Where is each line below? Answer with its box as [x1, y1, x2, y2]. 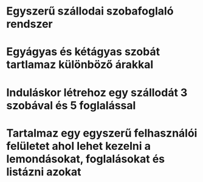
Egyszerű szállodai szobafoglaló [6, 4, 174, 18]
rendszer [6, 17, 53, 31]
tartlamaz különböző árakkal [6, 58, 154, 72]
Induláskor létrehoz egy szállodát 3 [6, 86, 188, 99]
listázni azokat [6, 165, 81, 178]
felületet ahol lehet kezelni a [6, 139, 151, 153]
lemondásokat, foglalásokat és [6, 152, 165, 166]
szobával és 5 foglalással [6, 98, 136, 112]
